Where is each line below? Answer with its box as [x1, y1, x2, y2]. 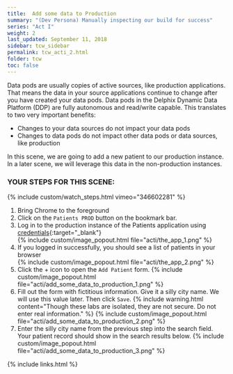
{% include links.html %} [7, 359, 78, 368]
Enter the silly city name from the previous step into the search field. [17, 324, 214, 332]
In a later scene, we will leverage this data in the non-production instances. [7, 159, 223, 168]
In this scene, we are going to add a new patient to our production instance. [7, 152, 224, 161]
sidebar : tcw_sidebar [7, 42, 70, 49]
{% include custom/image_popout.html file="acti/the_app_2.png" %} [17, 258, 214, 266]
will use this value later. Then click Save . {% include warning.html [17, 295, 204, 303]
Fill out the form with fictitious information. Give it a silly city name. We [17, 287, 219, 295]
